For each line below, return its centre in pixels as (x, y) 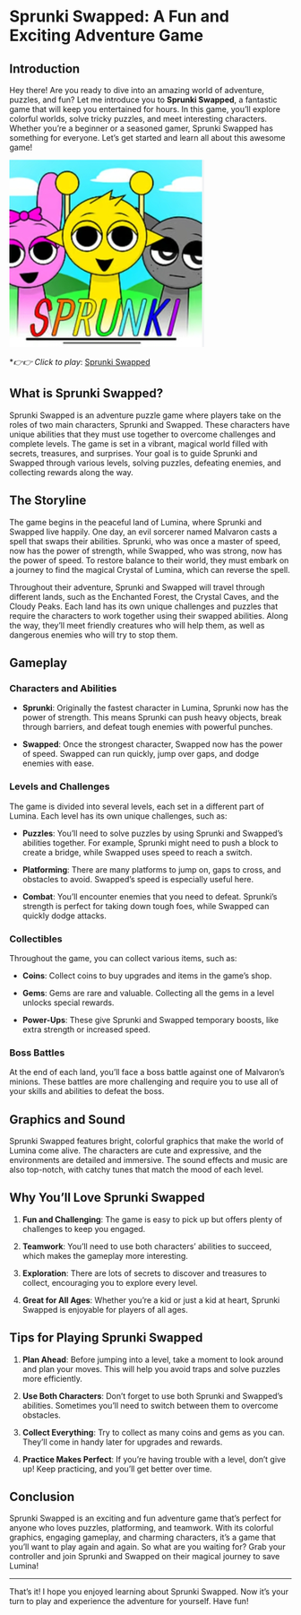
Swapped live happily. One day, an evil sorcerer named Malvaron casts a (143, 532)
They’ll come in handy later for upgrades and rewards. (122, 1442)
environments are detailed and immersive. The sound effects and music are (149, 1160)
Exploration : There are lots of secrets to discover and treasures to (144, 1273)
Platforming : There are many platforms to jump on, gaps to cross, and (152, 869)
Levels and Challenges (60, 786)
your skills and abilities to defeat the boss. (87, 1091)
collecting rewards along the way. (72, 472)
